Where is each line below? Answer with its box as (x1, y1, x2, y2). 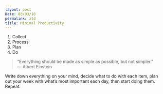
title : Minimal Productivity (5, 20, 64, 26)
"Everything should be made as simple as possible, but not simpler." (17, 59, 154, 64)
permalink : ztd (5, 16, 36, 21)
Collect (12, 34, 27, 40)
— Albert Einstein (17, 64, 52, 70)
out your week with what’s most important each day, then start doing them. (5, 78, 155, 84)
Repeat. (5, 83, 21, 90)
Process (12, 39, 29, 45)
